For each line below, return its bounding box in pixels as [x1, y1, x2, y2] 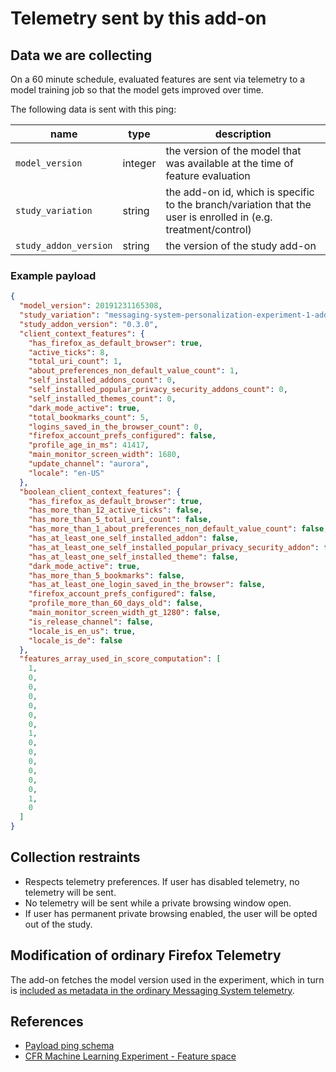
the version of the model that [165, 144, 302, 157]
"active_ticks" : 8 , [28, 347, 110, 357]
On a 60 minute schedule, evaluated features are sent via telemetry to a [10, 73, 306, 85]
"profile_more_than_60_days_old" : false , [28, 598, 203, 609]
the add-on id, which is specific [165, 185, 315, 199]
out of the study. [24, 918, 93, 930]
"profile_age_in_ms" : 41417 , [28, 440, 150, 451]
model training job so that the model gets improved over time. [10, 84, 264, 96]
